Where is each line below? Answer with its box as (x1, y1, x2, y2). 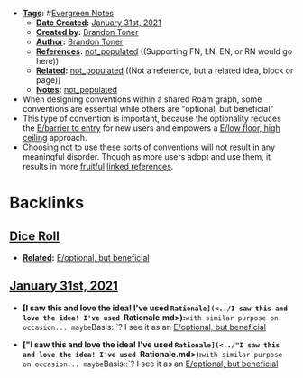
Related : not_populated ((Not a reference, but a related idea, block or (35, 65, 294, 76)
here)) (35, 56, 60, 66)
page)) (35, 75, 61, 85)
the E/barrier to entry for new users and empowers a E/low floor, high (22, 123, 281, 134)
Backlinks (9, 193, 85, 213)
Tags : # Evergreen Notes (22, 8, 115, 18)
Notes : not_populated (35, 85, 118, 95)
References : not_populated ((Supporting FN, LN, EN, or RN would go (35, 46, 293, 57)
